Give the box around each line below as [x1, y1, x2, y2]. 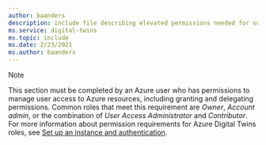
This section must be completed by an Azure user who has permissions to [8, 86, 250, 95]
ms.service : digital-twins [8, 26, 97, 34]
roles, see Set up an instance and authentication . [8, 128, 168, 137]
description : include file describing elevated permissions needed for [8, 19, 249, 27]
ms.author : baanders [8, 48, 77, 56]
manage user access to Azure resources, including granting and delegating [8, 94, 254, 103]
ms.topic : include [8, 33, 69, 42]
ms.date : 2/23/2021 [8, 41, 73, 49]
